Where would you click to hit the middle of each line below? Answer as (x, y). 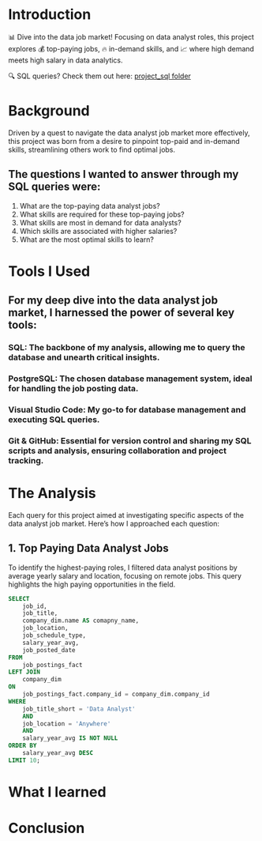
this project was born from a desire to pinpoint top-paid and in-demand (124, 141)
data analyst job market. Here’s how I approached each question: (114, 523)
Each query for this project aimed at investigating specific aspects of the (126, 515)
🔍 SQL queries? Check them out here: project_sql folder (100, 76)
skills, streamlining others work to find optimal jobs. (92, 149)
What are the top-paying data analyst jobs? (90, 206)
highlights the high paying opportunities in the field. (92, 584)
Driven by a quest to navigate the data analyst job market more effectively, (129, 133)
